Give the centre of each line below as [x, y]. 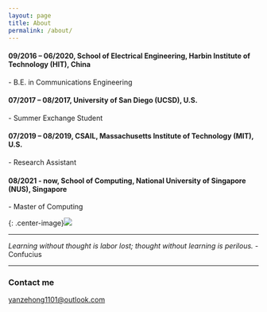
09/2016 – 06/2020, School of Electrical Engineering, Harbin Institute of [129, 56]
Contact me [31, 283]
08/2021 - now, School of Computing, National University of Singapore [127, 181]
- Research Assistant [43, 162]
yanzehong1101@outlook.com [57, 300]
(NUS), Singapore [38, 189]
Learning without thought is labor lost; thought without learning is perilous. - [133, 246]
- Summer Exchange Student [56, 118]
